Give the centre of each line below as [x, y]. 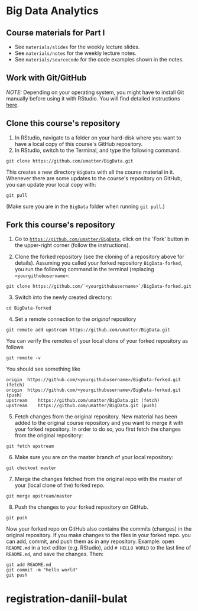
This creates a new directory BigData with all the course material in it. [90, 172]
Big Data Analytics [52, 11]
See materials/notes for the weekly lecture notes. [76, 53]
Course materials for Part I [56, 33]
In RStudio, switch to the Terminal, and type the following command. [98, 150]
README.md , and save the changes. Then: [55, 554]
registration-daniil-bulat [67, 599]
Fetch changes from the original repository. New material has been [96, 417]
